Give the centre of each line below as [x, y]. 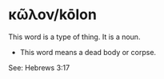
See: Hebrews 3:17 [39, 67]
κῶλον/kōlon [53, 15]
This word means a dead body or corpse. [88, 52]
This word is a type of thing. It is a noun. [74, 37]
